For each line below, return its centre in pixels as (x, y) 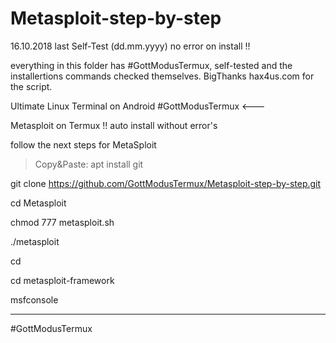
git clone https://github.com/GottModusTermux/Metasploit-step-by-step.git (166, 183)
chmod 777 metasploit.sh (62, 222)
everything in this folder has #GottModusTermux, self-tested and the (151, 65)
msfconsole (34, 299)
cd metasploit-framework (62, 280)
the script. (31, 86)
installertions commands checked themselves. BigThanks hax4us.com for (162, 76)
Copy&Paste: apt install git (89, 164)
